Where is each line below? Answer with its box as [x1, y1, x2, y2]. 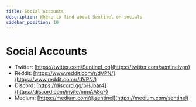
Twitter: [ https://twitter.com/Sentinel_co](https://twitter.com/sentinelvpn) [14, 63, 190, 70]
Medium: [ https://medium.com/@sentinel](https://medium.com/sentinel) [14, 94, 189, 102]
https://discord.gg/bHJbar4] [37, 82, 106, 89]
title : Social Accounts [6, 8, 64, 15]
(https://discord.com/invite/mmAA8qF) [14, 88, 108, 95]
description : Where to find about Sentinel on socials [6, 14, 143, 20]
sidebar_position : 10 [6, 19, 59, 25]
